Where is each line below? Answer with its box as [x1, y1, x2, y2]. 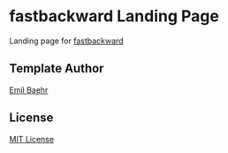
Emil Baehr [9, 84, 49, 95]
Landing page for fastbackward [9, 35, 124, 46]
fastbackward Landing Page [9, 6, 219, 27]
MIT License [9, 134, 55, 144]
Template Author [9, 61, 104, 76]
